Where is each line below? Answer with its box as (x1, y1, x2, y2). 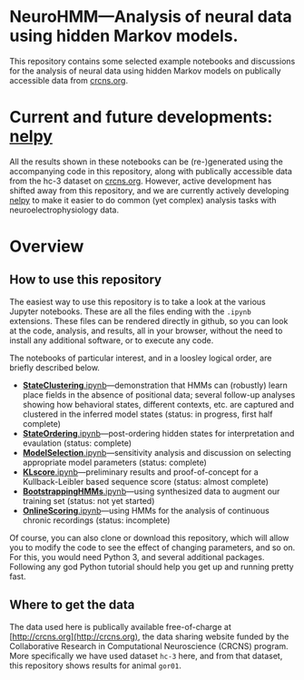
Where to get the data (9, 597, 135, 613)
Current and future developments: (9, 107, 273, 128)
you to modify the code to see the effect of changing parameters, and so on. (9, 542, 296, 553)
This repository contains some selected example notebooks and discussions (9, 55, 296, 66)
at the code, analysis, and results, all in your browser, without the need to (9, 325, 283, 336)
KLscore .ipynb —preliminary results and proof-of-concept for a (22, 466, 259, 478)
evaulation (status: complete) (22, 438, 132, 448)
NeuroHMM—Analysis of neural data (9, 6, 292, 27)
